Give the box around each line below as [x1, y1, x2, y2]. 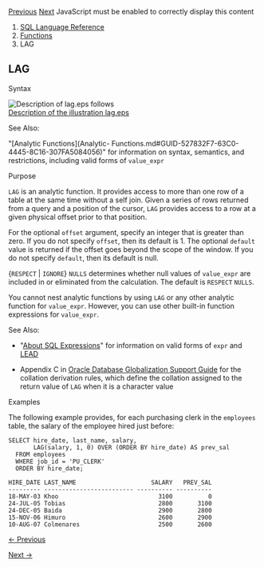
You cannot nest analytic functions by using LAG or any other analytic [8, 292, 234, 302]
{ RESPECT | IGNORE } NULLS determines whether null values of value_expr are [8, 268, 251, 278]
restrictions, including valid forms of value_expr [8, 155, 165, 165]
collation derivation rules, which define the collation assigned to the [19, 373, 242, 382]
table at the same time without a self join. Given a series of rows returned [8, 195, 249, 205]
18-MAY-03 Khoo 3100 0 [8, 492, 213, 501]
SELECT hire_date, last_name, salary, [8, 436, 137, 445]
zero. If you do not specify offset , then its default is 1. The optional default [8, 236, 255, 246]
